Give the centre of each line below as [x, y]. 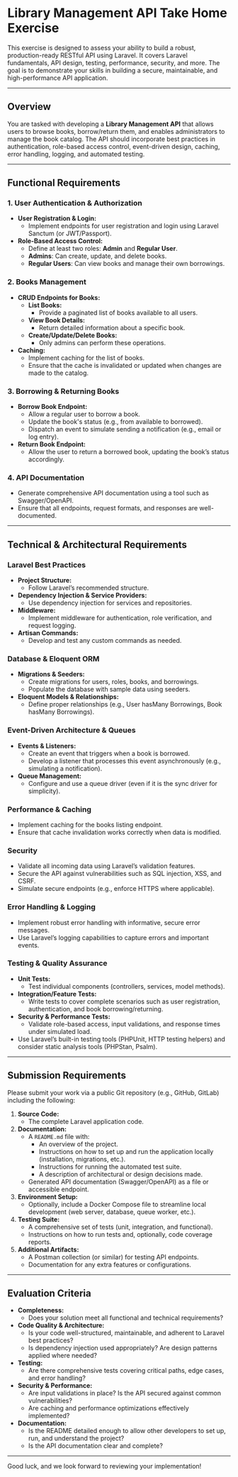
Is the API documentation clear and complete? [95, 1446]
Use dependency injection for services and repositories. [110, 603]
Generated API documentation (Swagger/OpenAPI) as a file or [118, 1181]
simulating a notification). [65, 768]
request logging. [52, 626]
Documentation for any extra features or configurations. [109, 1264]
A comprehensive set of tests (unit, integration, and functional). [120, 1227]
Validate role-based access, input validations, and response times [124, 1024]
